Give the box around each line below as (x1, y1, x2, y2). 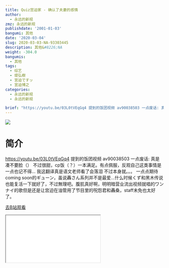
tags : (5, 63, 17, 69)
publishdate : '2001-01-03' (5, 26, 62, 31)
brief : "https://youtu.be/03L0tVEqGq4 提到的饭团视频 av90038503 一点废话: (5, 105, 159, 111)
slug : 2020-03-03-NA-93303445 (5, 40, 69, 45)
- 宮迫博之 (10, 82, 30, 87)
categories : (5, 87, 30, 92)
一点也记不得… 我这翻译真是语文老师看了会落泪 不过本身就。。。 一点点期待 (5, 168, 158, 174)
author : (5, 12, 22, 17)
